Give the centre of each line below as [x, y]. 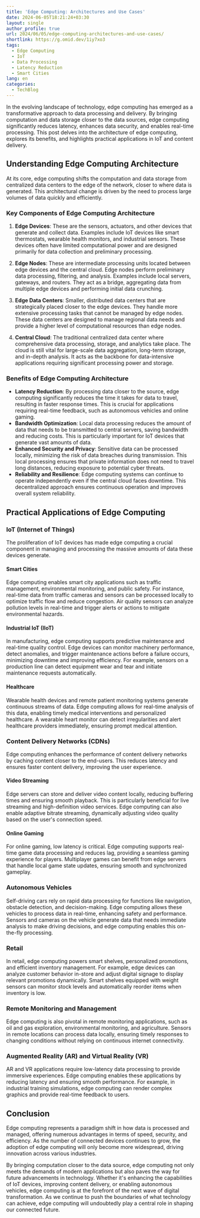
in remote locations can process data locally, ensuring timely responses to [98, 1034]
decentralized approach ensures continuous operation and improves [99, 487]
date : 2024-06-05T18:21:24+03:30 [48, 17]
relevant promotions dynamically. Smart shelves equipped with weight [93, 980]
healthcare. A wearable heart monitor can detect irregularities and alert [93, 719]
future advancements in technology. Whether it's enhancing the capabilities [99, 1178]
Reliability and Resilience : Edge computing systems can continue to [99, 474]
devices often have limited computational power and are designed [96, 245]
